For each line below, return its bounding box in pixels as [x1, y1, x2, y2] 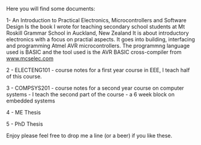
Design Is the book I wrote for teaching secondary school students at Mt [6, 23, 185, 30]
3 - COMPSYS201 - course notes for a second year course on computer [6, 84, 184, 92]
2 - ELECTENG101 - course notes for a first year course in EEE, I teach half [6, 67, 190, 74]
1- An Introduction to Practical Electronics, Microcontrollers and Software [6, 17, 187, 23]
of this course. [6, 73, 42, 80]
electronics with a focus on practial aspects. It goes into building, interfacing [6, 36, 195, 43]
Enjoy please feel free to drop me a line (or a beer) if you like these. [6, 132, 173, 139]
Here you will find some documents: [6, 5, 95, 12]
